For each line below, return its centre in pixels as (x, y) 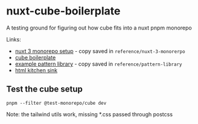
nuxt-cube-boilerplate (63, 11)
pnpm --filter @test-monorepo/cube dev (56, 103)
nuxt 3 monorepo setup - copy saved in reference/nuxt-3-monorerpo (100, 51)
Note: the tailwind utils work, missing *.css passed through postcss (90, 114)
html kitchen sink (36, 70)
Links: (14, 39)
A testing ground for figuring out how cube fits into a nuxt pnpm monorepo (99, 28)
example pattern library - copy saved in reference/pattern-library (98, 64)
